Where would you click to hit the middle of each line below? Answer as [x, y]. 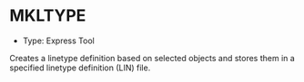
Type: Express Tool [59, 41]
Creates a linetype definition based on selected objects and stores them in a [152, 58]
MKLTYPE [48, 16]
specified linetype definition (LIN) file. [80, 68]
